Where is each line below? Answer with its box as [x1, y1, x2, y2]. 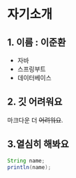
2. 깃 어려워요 [7, 96, 63, 108]
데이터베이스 [17, 74, 52, 82]
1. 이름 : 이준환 [7, 36, 66, 48]
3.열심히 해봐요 [7, 138, 70, 150]
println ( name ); [7, 163, 52, 171]
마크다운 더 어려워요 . [7, 116, 63, 124]
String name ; [7, 157, 45, 164]
